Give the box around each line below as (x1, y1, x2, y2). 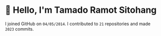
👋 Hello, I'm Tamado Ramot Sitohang (5, 4, 157, 16)
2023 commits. (5, 26, 34, 32)
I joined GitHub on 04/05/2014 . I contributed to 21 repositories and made (5, 21, 151, 27)
